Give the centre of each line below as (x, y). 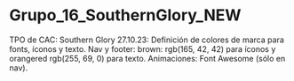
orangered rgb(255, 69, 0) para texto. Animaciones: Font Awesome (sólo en (147, 58)
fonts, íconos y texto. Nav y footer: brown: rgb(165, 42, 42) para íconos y (143, 48)
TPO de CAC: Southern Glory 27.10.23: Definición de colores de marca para (147, 40)
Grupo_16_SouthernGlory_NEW (125, 15)
